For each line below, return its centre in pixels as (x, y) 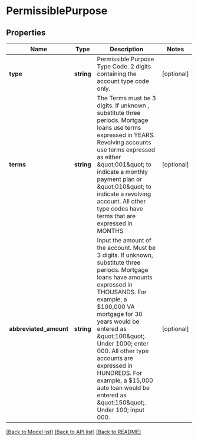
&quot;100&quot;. (121, 336)
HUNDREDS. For (120, 373)
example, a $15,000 (125, 380)
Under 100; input (121, 410)
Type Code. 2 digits (124, 66)
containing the (117, 74)
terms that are (116, 216)
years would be (118, 321)
